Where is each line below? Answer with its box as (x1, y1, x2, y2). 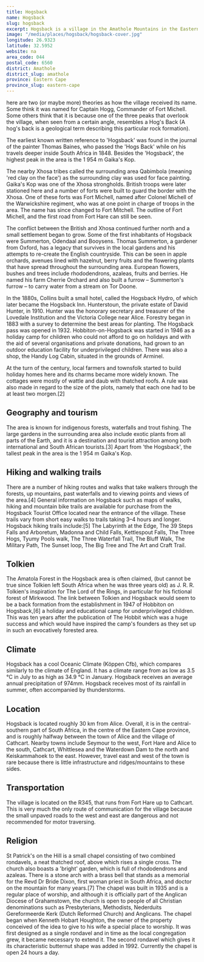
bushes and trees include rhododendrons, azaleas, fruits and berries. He (6, 270, 188, 277)
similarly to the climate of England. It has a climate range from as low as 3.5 (6, 667, 195, 674)
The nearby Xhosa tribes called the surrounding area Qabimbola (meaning (6, 168, 192, 175)
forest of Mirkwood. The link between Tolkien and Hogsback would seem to (6, 595, 196, 602)
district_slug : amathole (6, 71, 69, 77)
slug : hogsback (6, 20, 45, 26)
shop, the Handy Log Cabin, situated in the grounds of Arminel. (6, 353, 165, 360)
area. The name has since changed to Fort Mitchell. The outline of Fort (6, 206, 183, 213)
